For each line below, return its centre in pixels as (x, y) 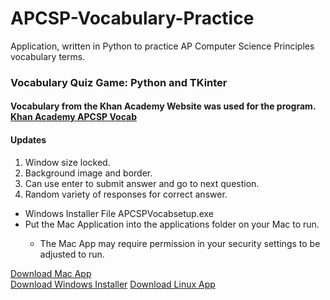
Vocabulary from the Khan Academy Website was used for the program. (163, 106)
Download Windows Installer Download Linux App (113, 284)
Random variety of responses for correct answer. (126, 194)
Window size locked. (67, 162)
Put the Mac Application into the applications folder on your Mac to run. (172, 224)
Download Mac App (51, 273)
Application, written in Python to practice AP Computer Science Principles (162, 46)
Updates (28, 140)
